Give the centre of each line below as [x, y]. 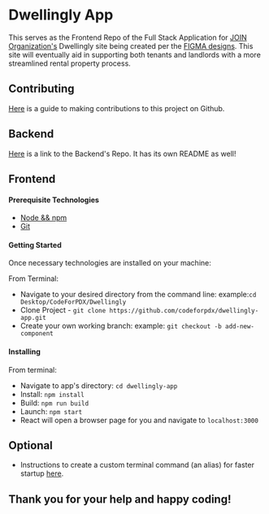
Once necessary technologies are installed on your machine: [110, 263]
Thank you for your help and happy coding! [120, 499]
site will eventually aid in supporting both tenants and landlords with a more [135, 54]
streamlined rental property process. [70, 63]
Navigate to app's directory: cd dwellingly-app [99, 385]
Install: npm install [52, 394]
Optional [30, 445]
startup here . [42, 473]
